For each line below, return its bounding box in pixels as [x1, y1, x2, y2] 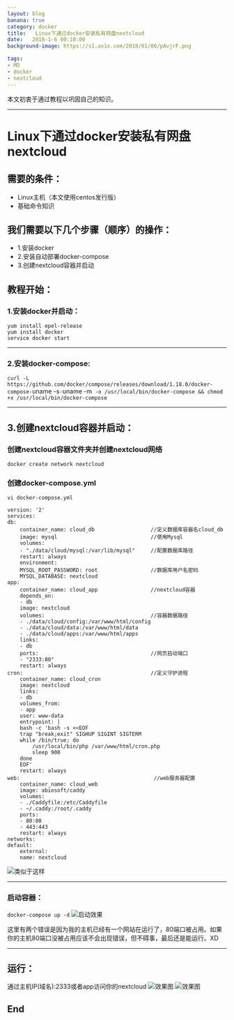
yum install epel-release [7, 322, 82, 329]
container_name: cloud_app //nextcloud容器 [19, 587, 196, 594]
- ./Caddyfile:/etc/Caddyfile [19, 800, 108, 807]
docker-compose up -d [7, 911, 70, 918]
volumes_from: [19, 700, 61, 707]
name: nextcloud [19, 854, 68, 862]
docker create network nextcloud [7, 460, 104, 467]
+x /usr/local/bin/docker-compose [7, 395, 108, 402]
